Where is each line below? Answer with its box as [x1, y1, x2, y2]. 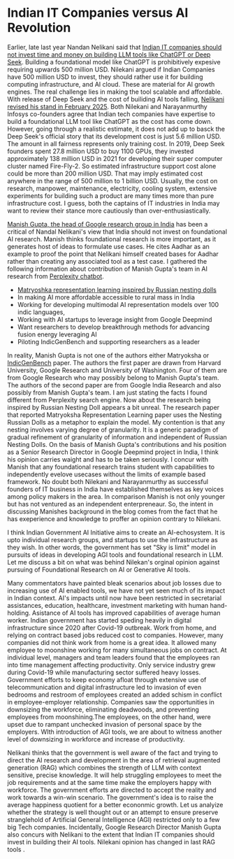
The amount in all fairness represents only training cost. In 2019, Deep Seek [7, 139, 225, 148]
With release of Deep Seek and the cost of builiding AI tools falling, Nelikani [7, 94, 225, 103]
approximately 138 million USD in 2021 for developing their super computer [7, 154, 223, 162]
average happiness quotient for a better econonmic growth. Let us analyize [7, 800, 224, 809]
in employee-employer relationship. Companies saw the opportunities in [7, 697, 214, 706]
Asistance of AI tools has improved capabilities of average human [31, 609, 221, 617]
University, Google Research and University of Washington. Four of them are [7, 366, 228, 374]
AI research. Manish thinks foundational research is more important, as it [7, 234, 217, 243]
